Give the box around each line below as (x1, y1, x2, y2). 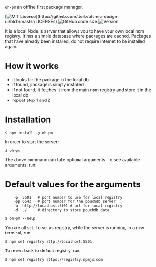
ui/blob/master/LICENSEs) (5, 19, 57, 24)
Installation (5, 114, 51, 125)
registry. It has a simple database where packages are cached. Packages (5, 33, 151, 39)
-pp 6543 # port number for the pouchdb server (14, 199, 116, 204)
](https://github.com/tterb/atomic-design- (35, 14, 120, 19)
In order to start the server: (5, 138, 59, 145)
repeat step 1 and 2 (12, 97, 51, 103)
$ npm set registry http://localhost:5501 (5, 239, 92, 244)
